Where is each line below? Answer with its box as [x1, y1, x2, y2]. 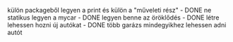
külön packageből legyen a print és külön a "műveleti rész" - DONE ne [7, 6, 212, 14]
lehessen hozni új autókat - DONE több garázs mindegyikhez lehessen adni [7, 21, 227, 29]
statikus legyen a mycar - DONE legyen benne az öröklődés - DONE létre [7, 13, 220, 22]
